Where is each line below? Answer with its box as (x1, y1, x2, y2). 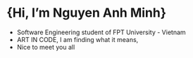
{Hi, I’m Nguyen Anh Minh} (6, 5, 167, 21)
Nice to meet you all (16, 43, 75, 51)
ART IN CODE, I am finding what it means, (16, 35, 139, 43)
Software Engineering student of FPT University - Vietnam (16, 28, 186, 36)
